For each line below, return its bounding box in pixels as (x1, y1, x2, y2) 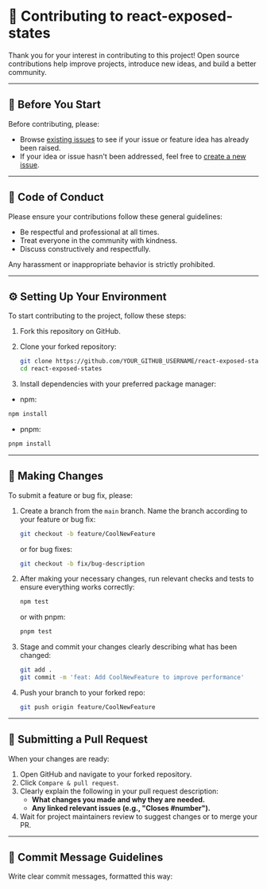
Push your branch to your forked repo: (19, 687, 145, 697)
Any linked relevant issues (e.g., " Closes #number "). (31, 803, 211, 813)
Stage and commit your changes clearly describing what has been (19, 642, 238, 652)
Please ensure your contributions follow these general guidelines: (8, 211, 222, 221)
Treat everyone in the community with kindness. (19, 235, 178, 245)
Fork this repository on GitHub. (19, 327, 121, 336)
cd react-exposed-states (19, 365, 103, 373)
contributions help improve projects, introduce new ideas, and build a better (8, 59, 257, 69)
